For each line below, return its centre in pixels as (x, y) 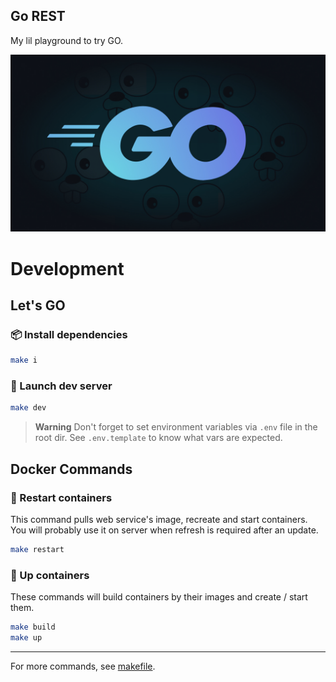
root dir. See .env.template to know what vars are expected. (158, 438)
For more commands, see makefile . (83, 666)
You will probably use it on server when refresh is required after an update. (164, 530)
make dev (28, 408)
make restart (37, 549)
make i (24, 360)
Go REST (38, 16)
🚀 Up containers (50, 575)
